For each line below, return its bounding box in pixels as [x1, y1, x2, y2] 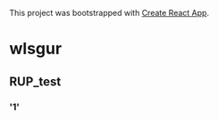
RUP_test [9, 74, 62, 89]
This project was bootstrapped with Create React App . [9, 8, 210, 18]
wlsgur [9, 39, 63, 59]
